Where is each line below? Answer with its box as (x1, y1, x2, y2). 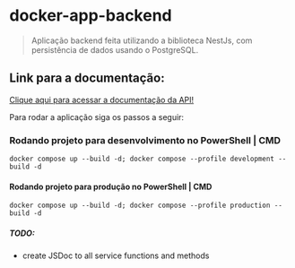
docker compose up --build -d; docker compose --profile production (9, 201, 271, 211)
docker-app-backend (9, 5, 172, 26)
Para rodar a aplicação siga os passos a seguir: (9, 111, 185, 122)
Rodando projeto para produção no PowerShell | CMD (9, 181, 213, 192)
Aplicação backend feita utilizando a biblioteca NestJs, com (30, 35, 253, 46)
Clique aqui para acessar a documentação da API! (9, 94, 195, 105)
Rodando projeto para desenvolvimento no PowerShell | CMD (9, 134, 281, 146)
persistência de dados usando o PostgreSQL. (30, 44, 199, 55)
